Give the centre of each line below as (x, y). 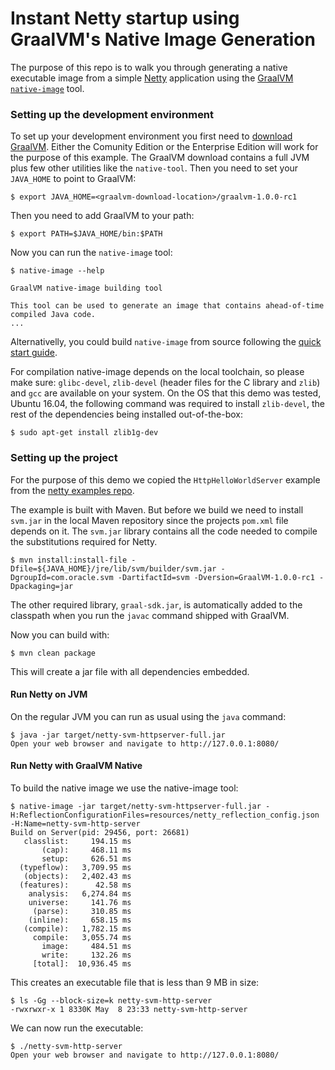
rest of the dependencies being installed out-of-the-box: (126, 414)
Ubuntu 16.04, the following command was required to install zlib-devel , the (167, 404)
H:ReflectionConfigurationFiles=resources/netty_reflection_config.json (165, 815)
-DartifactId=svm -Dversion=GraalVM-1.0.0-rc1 (216, 577)
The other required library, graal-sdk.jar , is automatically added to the (156, 604)
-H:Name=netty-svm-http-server (75, 823)
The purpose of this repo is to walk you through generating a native (149, 67)
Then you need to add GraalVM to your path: (102, 216)
